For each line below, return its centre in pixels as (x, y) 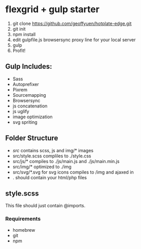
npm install (24, 34)
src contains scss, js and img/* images (53, 150)
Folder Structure (32, 138)
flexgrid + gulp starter (52, 9)
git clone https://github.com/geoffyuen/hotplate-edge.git (72, 23)
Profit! (19, 50)
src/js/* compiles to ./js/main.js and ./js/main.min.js (66, 161)
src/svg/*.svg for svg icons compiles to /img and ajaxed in (73, 172)
